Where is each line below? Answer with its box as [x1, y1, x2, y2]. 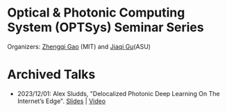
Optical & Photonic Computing [7, 5, 185, 21]
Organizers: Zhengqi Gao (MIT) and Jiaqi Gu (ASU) [7, 42, 151, 50]
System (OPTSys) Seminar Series [7, 19, 204, 35]
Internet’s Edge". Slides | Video [17, 97, 106, 105]
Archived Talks [7, 67, 96, 82]
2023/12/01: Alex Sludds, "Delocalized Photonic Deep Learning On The [17, 89, 220, 97]
